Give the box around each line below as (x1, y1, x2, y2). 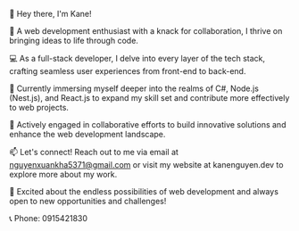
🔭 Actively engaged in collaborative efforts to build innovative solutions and (9, 120, 287, 129)
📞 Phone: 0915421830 (9, 213, 87, 223)
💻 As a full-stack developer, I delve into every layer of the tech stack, (9, 54, 266, 63)
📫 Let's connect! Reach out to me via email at (9, 147, 179, 157)
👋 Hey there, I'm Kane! (9, 9, 92, 19)
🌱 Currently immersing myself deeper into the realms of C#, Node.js (9, 83, 259, 94)
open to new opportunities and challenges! (9, 196, 167, 206)
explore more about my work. (9, 169, 118, 179)
